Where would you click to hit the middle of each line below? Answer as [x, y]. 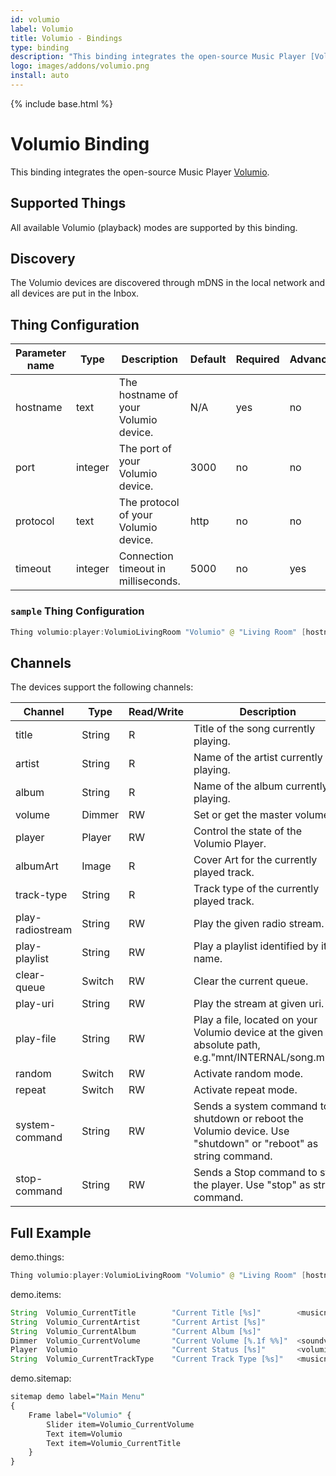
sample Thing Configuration [77, 611]
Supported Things [68, 203]
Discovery [43, 259]
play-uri [35, 1004]
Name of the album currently [260, 786]
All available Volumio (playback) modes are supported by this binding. [154, 227]
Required [257, 359]
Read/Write [156, 712]
